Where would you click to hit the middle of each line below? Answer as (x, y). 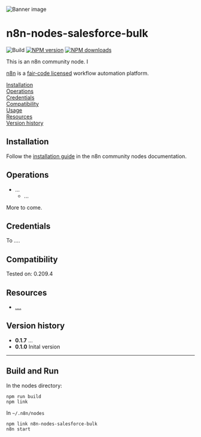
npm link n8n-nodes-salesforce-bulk (52, 424)
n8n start (19, 429)
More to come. (24, 207)
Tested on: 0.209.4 (30, 274)
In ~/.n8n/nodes (25, 412)
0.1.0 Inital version (37, 347)
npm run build (24, 396)
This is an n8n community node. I (47, 61)
